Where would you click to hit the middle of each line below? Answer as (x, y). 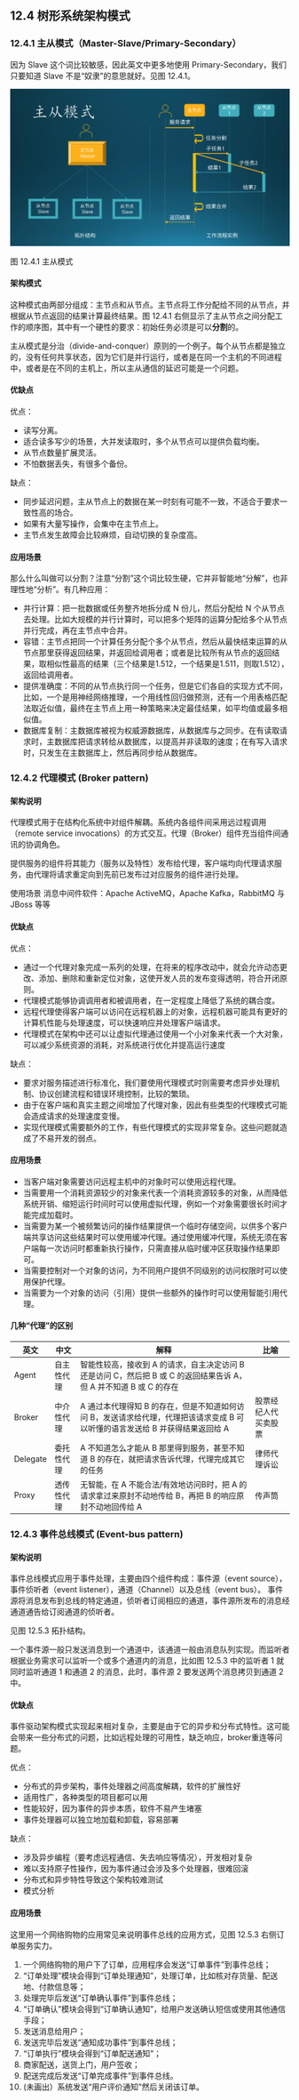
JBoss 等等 (31, 904)
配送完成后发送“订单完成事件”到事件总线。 (100, 2075)
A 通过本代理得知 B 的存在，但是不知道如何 (159, 1407)
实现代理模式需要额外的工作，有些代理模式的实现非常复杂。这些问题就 (151, 1126)
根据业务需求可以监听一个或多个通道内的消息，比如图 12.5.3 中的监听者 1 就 (147, 1661)
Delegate (30, 1459)
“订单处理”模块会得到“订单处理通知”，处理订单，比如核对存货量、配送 (150, 1976)
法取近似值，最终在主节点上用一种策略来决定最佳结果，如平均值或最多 (151, 709)
